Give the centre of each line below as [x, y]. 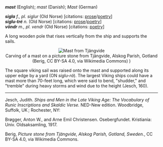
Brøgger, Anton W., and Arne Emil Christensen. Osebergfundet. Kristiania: [78, 119]
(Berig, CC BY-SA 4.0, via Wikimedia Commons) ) [81, 61]
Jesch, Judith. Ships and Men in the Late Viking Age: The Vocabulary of [77, 100]
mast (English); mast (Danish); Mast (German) [51, 7]
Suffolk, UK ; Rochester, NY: [33, 110]
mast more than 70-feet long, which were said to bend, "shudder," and [75, 81]
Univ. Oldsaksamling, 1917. [31, 125]
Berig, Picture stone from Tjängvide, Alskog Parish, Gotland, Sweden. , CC [79, 134]
